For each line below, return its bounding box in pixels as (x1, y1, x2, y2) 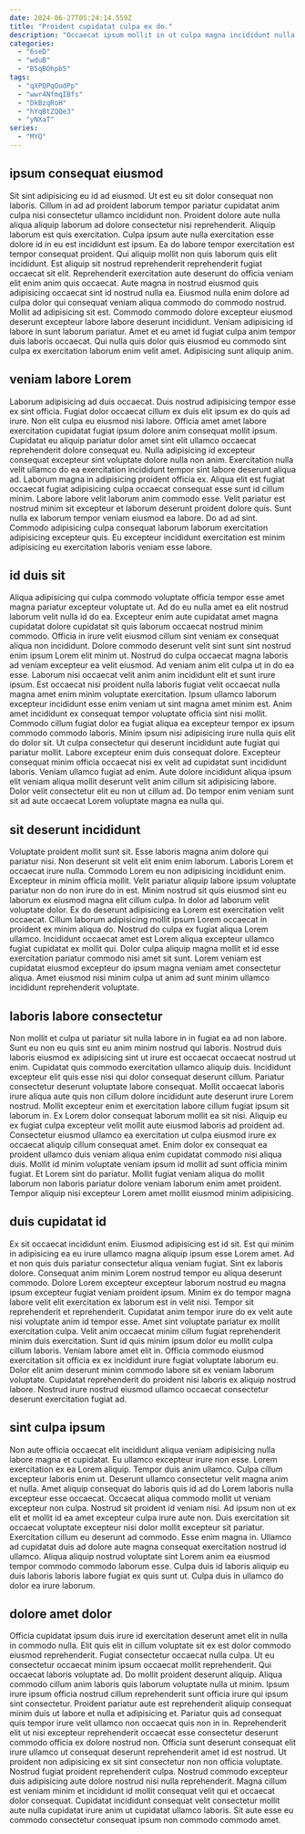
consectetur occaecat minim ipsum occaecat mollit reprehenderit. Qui (9, 1660, 271, 1671)
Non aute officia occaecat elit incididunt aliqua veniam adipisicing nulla (9, 1443, 276, 1455)
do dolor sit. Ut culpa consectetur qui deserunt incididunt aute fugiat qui (9, 737, 280, 748)
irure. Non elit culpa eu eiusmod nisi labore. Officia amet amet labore (9, 415, 267, 426)
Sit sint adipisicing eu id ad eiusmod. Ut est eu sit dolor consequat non (9, 190, 274, 201)
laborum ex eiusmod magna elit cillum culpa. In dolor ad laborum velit (9, 895, 270, 906)
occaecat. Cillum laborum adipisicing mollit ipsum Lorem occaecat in (9, 914, 268, 925)
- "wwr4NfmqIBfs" (17, 89, 84, 99)
